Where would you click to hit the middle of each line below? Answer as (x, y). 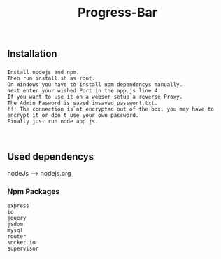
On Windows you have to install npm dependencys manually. (95, 85)
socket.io (22, 243)
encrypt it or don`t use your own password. (73, 115)
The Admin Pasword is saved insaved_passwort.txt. (83, 103)
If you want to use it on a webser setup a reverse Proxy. (95, 97)
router (17, 237)
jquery (17, 218)
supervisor (23, 249)
